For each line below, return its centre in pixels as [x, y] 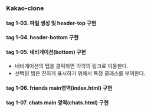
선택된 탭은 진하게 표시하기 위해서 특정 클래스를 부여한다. [80, 73]
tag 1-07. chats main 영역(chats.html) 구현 [58, 102]
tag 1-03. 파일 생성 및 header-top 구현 [51, 23]
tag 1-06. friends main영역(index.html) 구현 [59, 88]
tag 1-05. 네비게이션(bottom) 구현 [46, 52]
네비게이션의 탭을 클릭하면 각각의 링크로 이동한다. [71, 66]
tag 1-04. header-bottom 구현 [42, 38]
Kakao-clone [25, 8]
